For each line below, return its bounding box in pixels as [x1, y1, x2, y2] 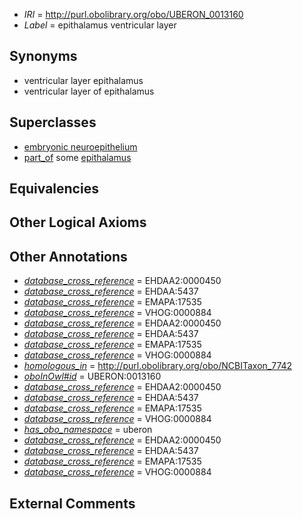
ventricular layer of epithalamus [23, 85, 155, 97]
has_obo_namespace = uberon [23, 424, 153, 436]
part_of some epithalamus [23, 151, 132, 163]
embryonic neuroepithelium [23, 140, 138, 153]
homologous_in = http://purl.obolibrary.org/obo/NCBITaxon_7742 [23, 360, 293, 372]
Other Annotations [9, 248, 128, 265]
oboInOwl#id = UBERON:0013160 [23, 370, 162, 383]
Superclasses [9, 114, 97, 131]
